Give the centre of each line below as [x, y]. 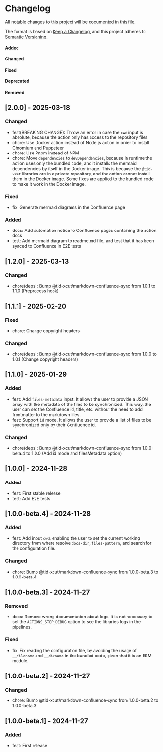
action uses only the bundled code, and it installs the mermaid [74, 163]
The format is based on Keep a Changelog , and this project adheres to [75, 31]
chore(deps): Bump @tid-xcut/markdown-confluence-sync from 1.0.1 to [84, 286]
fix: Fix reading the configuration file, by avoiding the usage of [74, 650]
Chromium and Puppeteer [38, 148]
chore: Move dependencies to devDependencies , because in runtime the [82, 158]
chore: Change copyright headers [46, 331]
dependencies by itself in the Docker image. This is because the [76, 168]
